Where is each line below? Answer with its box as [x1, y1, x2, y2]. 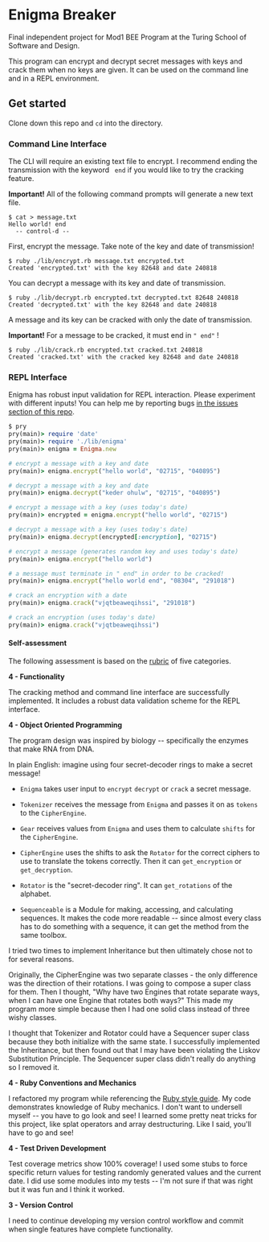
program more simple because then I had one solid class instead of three [8, 1004, 251, 1014]
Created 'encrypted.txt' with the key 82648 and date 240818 [8, 264, 218, 273]
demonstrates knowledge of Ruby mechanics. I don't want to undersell [8, 1102, 243, 1112]
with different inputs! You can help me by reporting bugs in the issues [8, 398, 238, 408]
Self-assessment [8, 638, 67, 648]
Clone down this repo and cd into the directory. [8, 118, 163, 128]
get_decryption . [19, 865, 74, 874]
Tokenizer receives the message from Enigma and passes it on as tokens [19, 800, 259, 809]
